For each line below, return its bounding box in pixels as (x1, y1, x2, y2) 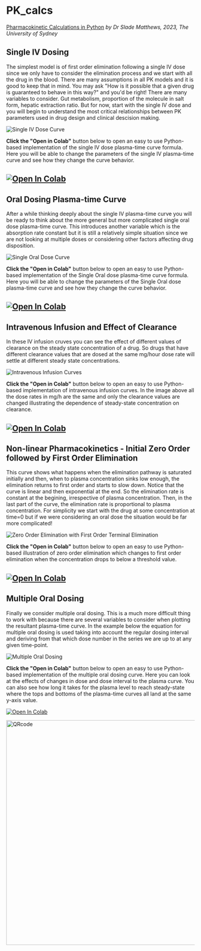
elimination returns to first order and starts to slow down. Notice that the (6, 481, 184, 489)
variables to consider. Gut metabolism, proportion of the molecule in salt (6, 95, 184, 102)
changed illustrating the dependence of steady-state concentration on (6, 399, 179, 407)
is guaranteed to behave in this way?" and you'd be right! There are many (6, 88, 187, 96)
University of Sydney (6, 29, 58, 37)
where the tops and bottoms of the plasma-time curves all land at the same (6, 690, 191, 697)
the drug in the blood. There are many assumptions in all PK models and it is (6, 76, 194, 83)
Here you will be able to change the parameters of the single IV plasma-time (6, 150, 194, 157)
